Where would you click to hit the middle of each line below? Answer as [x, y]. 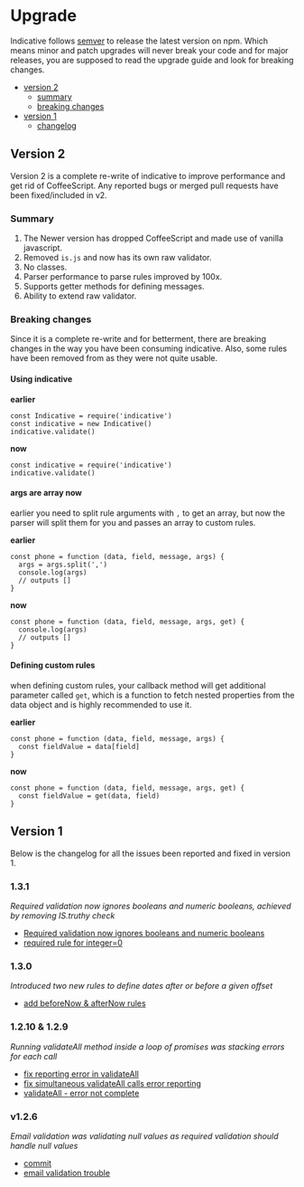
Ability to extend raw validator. [80, 296]
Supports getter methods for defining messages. [114, 287]
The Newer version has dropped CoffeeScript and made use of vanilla [153, 238]
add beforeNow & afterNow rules [85, 1003]
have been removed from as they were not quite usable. [114, 358]
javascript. [42, 248]
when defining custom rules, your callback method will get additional [138, 685]
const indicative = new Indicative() [81, 423]
